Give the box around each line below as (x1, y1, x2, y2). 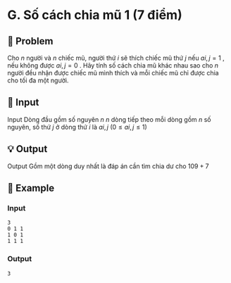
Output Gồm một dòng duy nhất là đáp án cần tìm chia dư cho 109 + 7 (7, 162, 209, 170)
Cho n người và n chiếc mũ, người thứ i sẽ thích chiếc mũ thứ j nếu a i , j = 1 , (7, 54, 225, 62)
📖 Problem (7, 35, 54, 47)
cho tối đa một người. (7, 76, 69, 84)
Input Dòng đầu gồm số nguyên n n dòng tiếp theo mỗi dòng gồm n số (7, 115, 211, 123)
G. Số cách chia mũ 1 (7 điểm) (7, 7, 182, 23)
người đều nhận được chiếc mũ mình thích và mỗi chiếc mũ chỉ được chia (7, 69, 220, 77)
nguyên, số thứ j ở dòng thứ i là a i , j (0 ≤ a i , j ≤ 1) (7, 122, 148, 131)
